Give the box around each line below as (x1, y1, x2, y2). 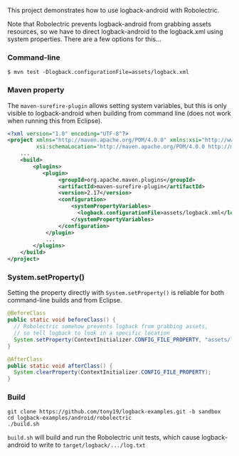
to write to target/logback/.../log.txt (31, 440, 146, 450)
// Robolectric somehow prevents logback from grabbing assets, (14, 323, 208, 330)
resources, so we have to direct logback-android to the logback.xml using (7, 28, 223, 36)
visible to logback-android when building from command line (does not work (7, 109, 231, 117)
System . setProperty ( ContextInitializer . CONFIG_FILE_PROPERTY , (14, 336, 202, 343)
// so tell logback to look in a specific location (14, 330, 171, 337)
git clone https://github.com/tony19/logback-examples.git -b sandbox (7, 408, 221, 416)
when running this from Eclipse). (7, 116, 103, 125)
